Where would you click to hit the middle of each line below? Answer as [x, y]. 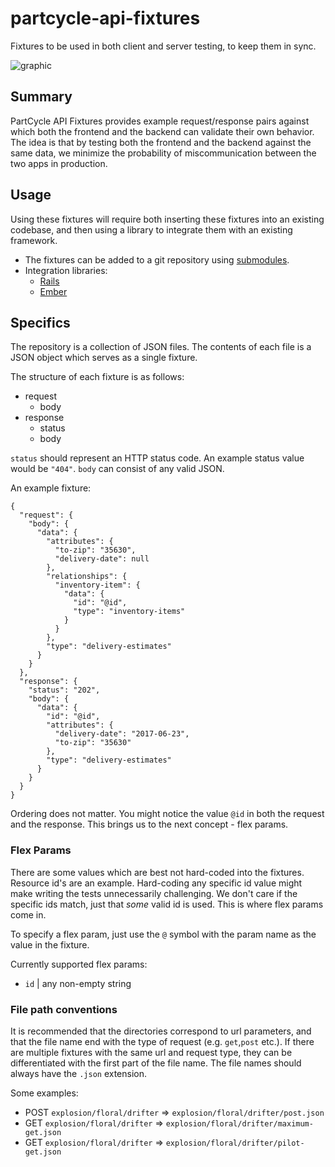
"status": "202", [64, 690]
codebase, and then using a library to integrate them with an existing [151, 229]
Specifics [40, 322]
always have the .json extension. [79, 1073]
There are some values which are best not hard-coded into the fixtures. [157, 872]
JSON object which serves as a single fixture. [104, 358]
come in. [28, 914]
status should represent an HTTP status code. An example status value [157, 458]
